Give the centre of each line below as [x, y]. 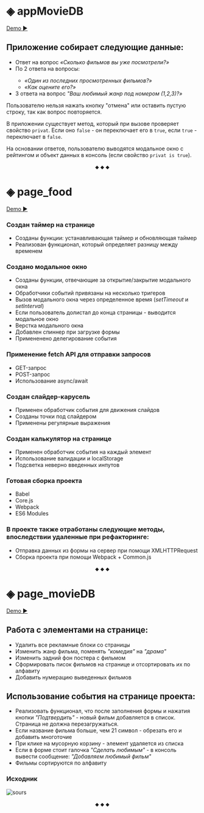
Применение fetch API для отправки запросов [79, 355]
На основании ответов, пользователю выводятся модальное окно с [95, 149]
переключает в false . [34, 136]
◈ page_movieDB [51, 594]
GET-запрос [31, 367]
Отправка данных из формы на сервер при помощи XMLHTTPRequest [106, 550]
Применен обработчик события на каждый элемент [83, 452]
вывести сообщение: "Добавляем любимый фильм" [83, 757]
